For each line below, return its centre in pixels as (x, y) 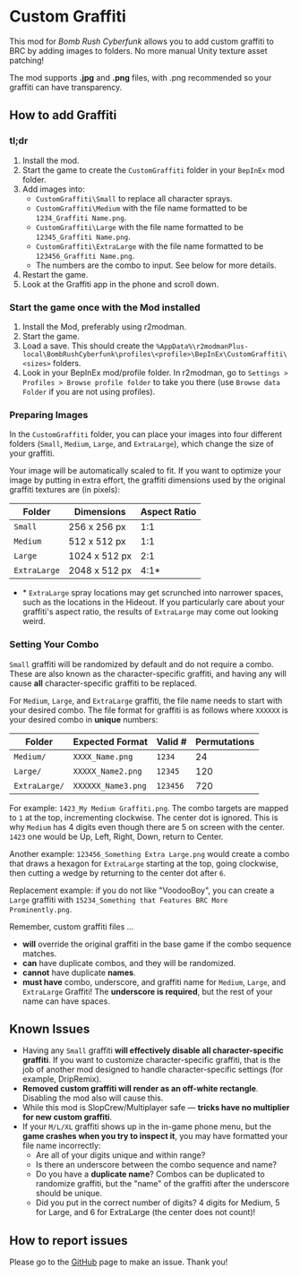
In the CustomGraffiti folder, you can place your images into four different (146, 434)
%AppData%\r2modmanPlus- (202, 347)
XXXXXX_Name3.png (110, 786)
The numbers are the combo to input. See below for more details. (156, 265)
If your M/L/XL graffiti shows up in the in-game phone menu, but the (146, 1126)
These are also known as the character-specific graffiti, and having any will (148, 673)
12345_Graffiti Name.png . (83, 236)
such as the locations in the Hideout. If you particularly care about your (153, 603)
